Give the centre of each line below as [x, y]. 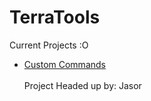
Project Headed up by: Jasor [82, 85]
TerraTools [55, 17]
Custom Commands [64, 64]
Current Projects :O [49, 45]
